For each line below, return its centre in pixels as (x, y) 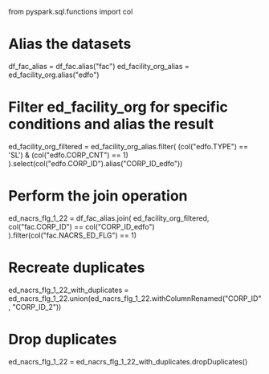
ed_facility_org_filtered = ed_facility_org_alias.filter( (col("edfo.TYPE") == (128, 146)
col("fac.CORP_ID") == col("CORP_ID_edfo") (82, 226)
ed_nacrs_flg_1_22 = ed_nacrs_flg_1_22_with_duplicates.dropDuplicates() (128, 361)
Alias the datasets (70, 44)
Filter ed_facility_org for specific (118, 107)
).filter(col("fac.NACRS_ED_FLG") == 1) (73, 235)
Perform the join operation (98, 196)
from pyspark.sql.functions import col (71, 12)
